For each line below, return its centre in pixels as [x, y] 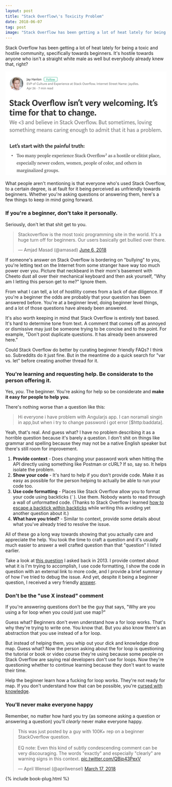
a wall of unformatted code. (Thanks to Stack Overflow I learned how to [88, 502]
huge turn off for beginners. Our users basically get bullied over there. [92, 240]
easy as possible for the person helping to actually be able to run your [87, 481]
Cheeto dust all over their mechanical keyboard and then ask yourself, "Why [85, 276]
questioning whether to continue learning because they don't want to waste [85, 665]
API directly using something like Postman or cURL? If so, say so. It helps [90, 464]
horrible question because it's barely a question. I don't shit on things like [83, 438]
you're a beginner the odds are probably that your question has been [78, 297]
